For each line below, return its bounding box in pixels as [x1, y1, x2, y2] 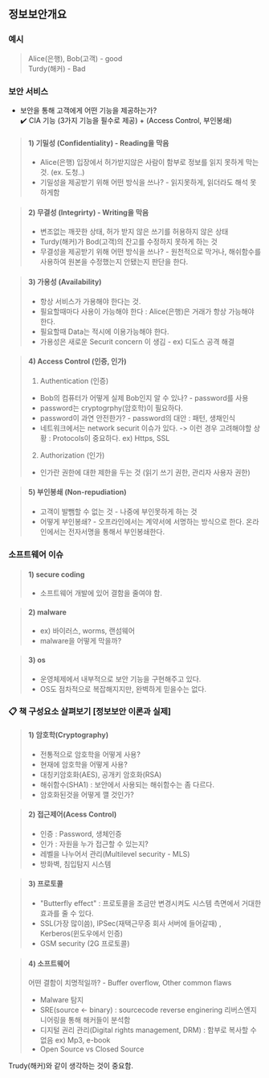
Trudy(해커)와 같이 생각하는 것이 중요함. [8, 1061, 134, 1071]
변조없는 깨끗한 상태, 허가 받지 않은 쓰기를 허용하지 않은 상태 [39, 227, 229, 237]
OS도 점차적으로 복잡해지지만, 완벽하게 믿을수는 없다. [39, 684, 207, 693]
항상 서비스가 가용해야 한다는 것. [39, 296, 141, 306]
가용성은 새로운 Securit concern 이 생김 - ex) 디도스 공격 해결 [39, 336, 235, 346]
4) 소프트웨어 [27, 958, 71, 968]
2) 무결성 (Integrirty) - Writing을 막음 [27, 208, 149, 217]
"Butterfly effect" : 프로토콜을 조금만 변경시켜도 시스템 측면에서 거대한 [39, 899, 262, 908]
